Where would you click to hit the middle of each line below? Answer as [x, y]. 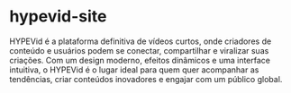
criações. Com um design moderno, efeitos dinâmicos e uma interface [140, 60]
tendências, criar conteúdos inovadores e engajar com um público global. [146, 79]
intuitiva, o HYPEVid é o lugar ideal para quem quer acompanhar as [134, 70]
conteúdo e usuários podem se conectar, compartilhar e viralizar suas [139, 50]
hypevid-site [58, 17]
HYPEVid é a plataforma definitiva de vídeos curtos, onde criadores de [141, 41]
